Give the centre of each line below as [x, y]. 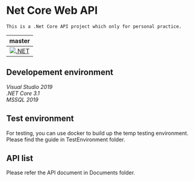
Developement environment [60, 72]
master [20, 41]
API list [20, 158]
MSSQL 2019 [22, 99]
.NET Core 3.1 [23, 93]
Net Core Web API [52, 11]
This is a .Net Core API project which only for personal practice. [94, 26]
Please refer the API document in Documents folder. [71, 173]
